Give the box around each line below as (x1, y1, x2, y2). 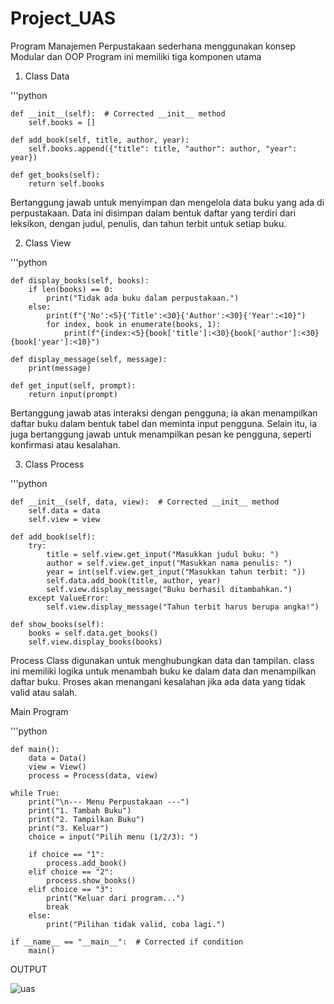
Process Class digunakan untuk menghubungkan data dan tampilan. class (10, 654, 315, 666)
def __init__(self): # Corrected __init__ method (10, 108, 226, 119)
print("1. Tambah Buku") (28, 805, 132, 816)
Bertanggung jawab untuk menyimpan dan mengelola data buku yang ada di (10, 196, 325, 208)
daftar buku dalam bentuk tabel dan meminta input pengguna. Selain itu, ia (10, 417, 318, 429)
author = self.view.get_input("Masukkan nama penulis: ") (46, 558, 293, 568)
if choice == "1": (28, 849, 105, 859)
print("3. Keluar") (28, 823, 110, 833)
